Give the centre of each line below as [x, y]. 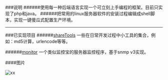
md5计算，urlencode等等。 [42, 41]
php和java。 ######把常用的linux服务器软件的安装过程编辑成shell [82, 13]
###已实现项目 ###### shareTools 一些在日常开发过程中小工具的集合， [78, 35]
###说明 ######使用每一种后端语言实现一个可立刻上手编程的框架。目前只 [82, 7]
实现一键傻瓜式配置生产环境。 [44, 20]
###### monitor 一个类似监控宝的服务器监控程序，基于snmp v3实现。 [77, 52]
